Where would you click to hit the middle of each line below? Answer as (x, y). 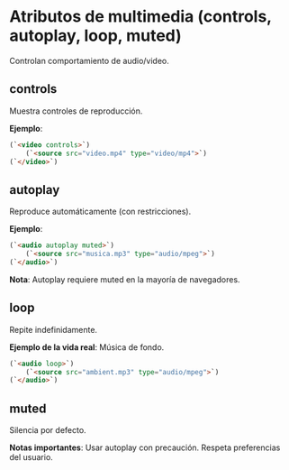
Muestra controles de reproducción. (76, 111)
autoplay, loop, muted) (95, 36)
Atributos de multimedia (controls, (140, 17)
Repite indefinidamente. (53, 329)
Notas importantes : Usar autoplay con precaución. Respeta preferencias (145, 447)
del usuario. (32, 457)
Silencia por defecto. (48, 430)
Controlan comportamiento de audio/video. (89, 60)
